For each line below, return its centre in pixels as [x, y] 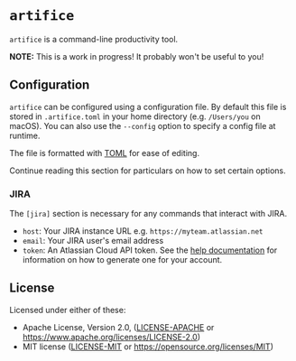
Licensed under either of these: [68, 310]
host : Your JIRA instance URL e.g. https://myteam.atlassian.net [143, 231]
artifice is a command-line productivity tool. [94, 39]
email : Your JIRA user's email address [93, 241]
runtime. [25, 135]
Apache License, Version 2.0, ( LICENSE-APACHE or [118, 327]
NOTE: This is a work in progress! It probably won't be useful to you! [137, 56]
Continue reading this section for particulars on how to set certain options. [148, 171]
